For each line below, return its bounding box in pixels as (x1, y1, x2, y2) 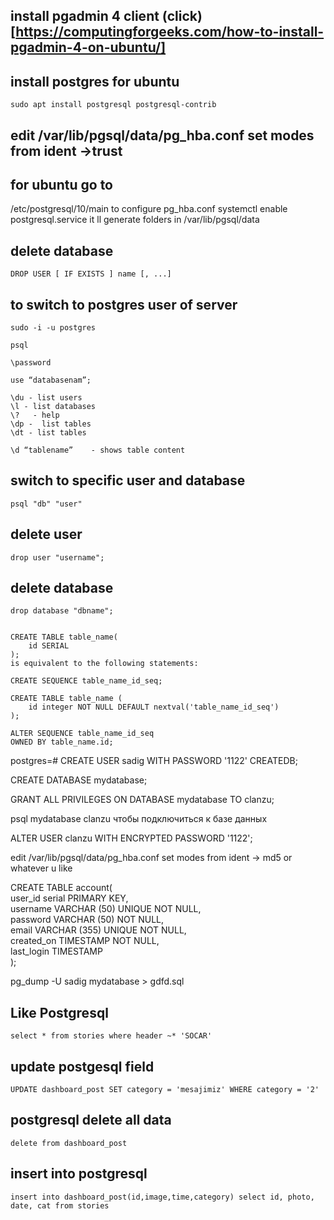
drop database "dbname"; (10, 606, 114, 616)
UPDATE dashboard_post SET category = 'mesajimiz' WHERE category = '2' (10, 1085, 320, 1095)
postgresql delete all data (10, 1112, 172, 1129)
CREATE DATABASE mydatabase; (10, 774, 148, 786)
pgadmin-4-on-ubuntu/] (10, 39, 167, 56)
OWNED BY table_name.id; (10, 737, 114, 748)
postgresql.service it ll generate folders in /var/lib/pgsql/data (10, 214, 260, 226)
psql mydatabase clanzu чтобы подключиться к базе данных (10, 813, 268, 825)
